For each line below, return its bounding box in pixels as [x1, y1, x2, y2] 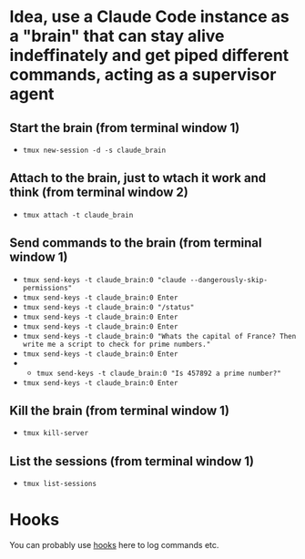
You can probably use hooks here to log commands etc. [9, 540, 219, 551]
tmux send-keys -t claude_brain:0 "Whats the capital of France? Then [22, 331, 297, 340]
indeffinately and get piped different [9, 46, 290, 66]
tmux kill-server [22, 429, 89, 438]
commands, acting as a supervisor [9, 65, 277, 86]
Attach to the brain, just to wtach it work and [9, 170, 267, 186]
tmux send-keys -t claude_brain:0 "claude [22, 275, 187, 284]
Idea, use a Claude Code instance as [9, 6, 290, 27]
